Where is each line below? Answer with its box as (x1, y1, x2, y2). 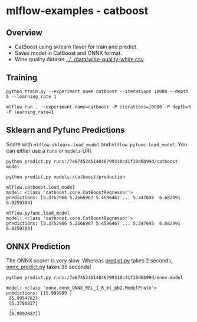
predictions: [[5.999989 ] (6, 290, 73, 296)
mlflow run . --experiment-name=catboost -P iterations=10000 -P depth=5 (6, 104, 192, 110)
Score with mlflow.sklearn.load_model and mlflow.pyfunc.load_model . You (6, 140, 188, 148)
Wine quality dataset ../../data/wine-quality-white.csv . (14, 56, 146, 63)
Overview (6, 28, 43, 38)
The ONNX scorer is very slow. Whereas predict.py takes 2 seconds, (6, 257, 173, 264)
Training (6, 73, 38, 83)
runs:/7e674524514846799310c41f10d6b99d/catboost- (53, 158, 181, 165)
